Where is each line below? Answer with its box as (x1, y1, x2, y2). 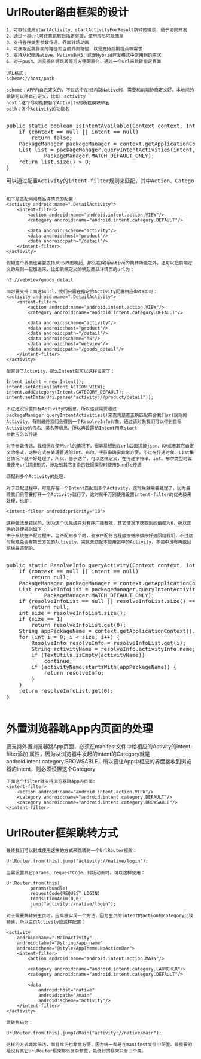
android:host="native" (38, 987, 95, 993)
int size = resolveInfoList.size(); (19, 610, 127, 616)
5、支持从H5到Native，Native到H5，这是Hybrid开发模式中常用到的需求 (6, 52, 162, 58)
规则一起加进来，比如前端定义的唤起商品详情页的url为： (14, 266, 135, 272)
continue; (44, 658, 73, 664)
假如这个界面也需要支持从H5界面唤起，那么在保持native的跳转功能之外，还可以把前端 (6, 260, 188, 266)
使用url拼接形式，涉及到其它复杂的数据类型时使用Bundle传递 (10, 462, 142, 468)
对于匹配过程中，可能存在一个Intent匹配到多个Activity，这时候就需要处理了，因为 (6, 485, 187, 491)
